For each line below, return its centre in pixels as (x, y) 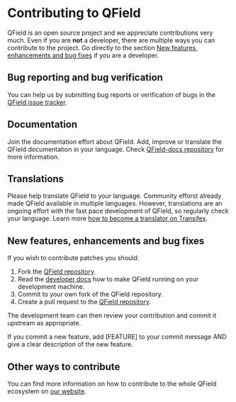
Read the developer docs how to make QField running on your (108, 279)
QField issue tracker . (37, 102)
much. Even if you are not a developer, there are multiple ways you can (111, 40)
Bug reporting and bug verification (85, 78)
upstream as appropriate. (44, 323)
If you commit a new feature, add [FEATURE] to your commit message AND (117, 337)
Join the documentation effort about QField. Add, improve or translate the (114, 141)
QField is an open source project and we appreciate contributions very (110, 33)
